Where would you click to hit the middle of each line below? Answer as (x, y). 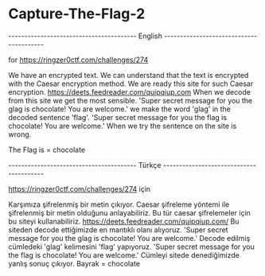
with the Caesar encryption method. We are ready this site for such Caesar (131, 84)
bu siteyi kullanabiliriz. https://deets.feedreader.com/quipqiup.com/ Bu (124, 221)
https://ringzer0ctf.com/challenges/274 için (80, 189)
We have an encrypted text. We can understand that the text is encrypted (129, 75)
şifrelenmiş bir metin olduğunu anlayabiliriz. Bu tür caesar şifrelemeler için (129, 212)
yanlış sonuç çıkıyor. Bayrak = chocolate (74, 263)
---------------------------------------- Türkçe (85, 165)
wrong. (20, 134)
